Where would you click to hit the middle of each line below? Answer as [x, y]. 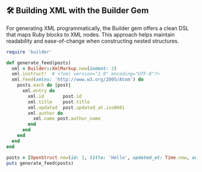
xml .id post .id [55, 96]
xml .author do [45, 113]
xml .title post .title [59, 102]
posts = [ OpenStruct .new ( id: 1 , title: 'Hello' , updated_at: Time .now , [98, 158]
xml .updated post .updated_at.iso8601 [76, 108]
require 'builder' [29, 52]
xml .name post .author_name [67, 119]
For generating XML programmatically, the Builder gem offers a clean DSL [98, 28]
